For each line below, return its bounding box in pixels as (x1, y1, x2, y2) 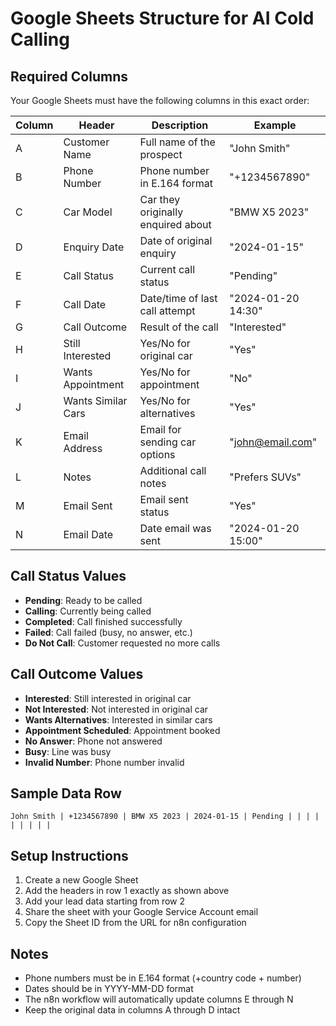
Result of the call (139, 320, 219, 334)
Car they (139, 193, 181, 206)
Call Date (63, 298, 107, 311)
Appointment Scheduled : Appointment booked (24, 724, 221, 736)
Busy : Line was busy (24, 745, 112, 757)
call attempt (139, 304, 196, 317)
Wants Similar (63, 394, 128, 407)
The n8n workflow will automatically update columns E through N (24, 993, 294, 1006)
